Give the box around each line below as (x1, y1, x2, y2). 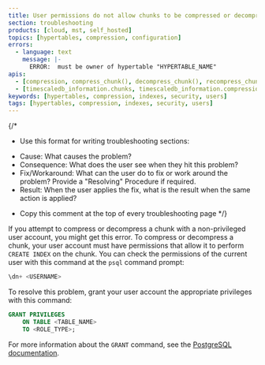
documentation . (8, 348, 60, 357)
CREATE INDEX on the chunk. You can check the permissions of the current (8, 249, 248, 259)
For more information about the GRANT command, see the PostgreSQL (8, 340, 233, 349)
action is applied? (19, 194, 77, 203)
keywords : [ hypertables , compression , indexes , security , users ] (8, 92, 227, 100)
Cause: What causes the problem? (19, 151, 132, 162)
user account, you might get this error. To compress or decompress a (8, 233, 234, 242)
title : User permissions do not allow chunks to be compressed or (8, 11, 231, 20)
